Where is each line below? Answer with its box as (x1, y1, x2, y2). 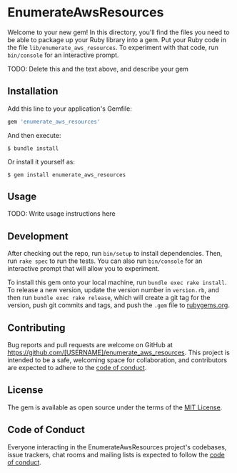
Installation (7, 85, 59, 97)
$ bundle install (7, 144, 59, 152)
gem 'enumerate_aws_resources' (7, 118, 101, 125)
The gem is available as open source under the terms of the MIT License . (7, 403, 223, 412)
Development (7, 230, 69, 242)
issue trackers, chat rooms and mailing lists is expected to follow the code (7, 450, 225, 459)
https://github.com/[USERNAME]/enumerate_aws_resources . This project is (7, 348, 230, 357)
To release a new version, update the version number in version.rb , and (7, 286, 220, 294)
